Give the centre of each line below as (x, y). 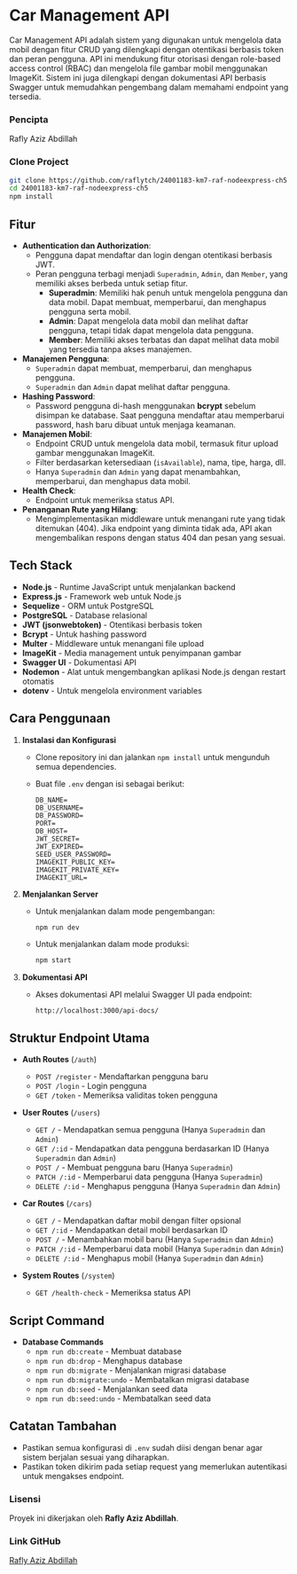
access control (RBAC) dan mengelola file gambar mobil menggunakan (139, 68)
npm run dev (57, 928)
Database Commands (63, 1342)
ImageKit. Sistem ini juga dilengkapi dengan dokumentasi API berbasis (138, 77)
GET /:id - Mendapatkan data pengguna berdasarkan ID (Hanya (152, 1148)
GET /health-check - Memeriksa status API (113, 1293)
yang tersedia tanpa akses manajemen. (120, 349)
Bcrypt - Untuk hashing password (84, 634)
